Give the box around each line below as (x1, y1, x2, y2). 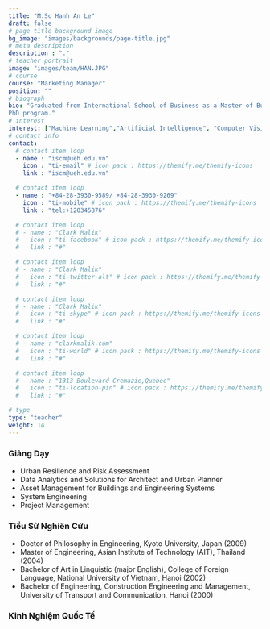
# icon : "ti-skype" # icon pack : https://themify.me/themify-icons (15, 310, 261, 319)
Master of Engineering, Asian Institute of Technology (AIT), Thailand (19, 548, 246, 557)
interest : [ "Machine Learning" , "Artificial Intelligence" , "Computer (8, 124, 247, 132)
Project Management (19, 500, 90, 510)
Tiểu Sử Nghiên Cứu (8, 520, 88, 531)
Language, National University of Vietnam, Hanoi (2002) (19, 573, 207, 583)
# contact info (8, 131, 59, 140)
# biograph (8, 94, 45, 102)
